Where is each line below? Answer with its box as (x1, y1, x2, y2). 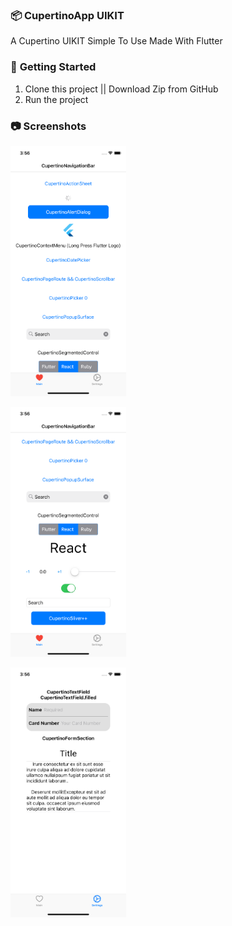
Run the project (24, 93, 89, 105)
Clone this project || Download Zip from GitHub (24, 83, 219, 95)
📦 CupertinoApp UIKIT (10, 8, 125, 22)
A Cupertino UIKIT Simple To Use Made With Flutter (10, 35, 223, 47)
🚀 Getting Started (10, 60, 97, 74)
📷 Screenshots (10, 119, 87, 133)
